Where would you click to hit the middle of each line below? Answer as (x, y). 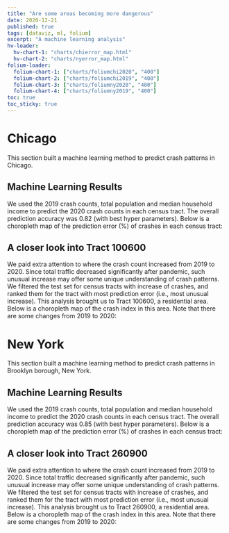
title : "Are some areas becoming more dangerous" (80, 14)
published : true (31, 26)
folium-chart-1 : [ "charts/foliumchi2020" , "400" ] (86, 72)
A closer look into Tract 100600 (77, 248)
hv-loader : (23, 46)
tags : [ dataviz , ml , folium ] (49, 33)
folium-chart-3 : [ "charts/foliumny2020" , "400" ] (85, 85)
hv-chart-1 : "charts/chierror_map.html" (73, 53)
